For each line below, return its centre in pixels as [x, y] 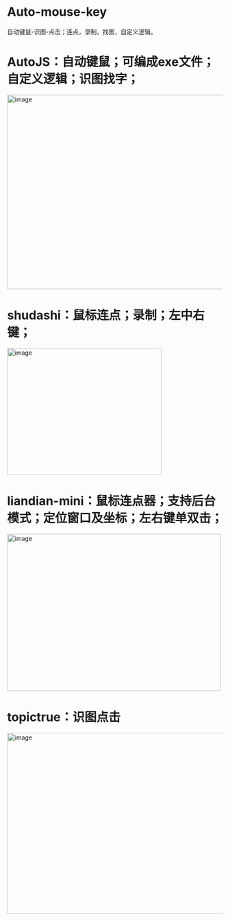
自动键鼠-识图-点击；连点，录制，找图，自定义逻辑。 [82, 31]
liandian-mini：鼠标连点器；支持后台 [112, 501]
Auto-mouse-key [57, 12]
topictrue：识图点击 [64, 717]
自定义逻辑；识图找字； [73, 79]
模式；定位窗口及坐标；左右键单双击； [115, 518]
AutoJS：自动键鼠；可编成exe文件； [111, 62]
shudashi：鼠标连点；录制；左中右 [106, 315]
